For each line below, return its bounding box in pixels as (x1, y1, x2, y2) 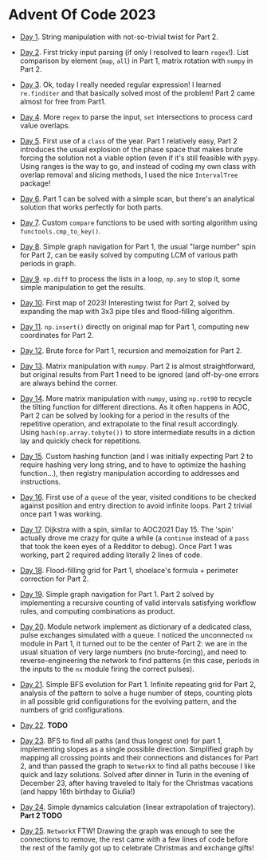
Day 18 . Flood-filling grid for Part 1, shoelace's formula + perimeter (19, 565, 239, 575)
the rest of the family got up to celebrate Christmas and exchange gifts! (19, 842, 255, 852)
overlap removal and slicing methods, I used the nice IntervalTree (19, 170, 238, 179)
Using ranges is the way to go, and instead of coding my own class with (19, 161, 257, 171)
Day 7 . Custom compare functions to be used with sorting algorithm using (19, 218, 257, 227)
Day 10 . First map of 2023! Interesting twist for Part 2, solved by (19, 297, 230, 308)
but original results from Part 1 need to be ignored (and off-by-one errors (19, 369, 259, 379)
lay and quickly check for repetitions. (19, 436, 142, 446)
